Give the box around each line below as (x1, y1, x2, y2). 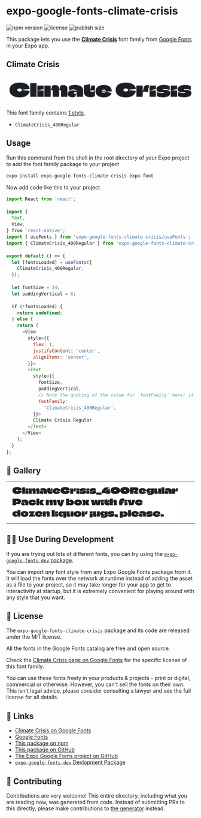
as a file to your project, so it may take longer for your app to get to (6, 581, 172, 588)
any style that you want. (6, 594, 66, 601)
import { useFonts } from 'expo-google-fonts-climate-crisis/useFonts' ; (6, 234, 191, 240)
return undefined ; (17, 310, 63, 316)
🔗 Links (6, 711, 34, 721)
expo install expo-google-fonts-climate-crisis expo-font (6, 173, 154, 179)
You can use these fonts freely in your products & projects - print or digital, (6, 675, 191, 682)
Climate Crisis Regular (32, 417, 93, 423)
